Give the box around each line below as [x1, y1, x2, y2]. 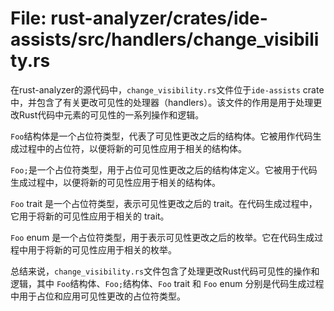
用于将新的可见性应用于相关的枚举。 [27, 243, 177, 256]
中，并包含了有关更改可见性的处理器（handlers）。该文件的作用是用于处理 [10, 96, 314, 108]
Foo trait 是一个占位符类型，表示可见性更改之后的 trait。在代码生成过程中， [10, 197, 318, 209]
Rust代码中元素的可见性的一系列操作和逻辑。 [18, 108, 205, 121]
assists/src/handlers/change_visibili [10, 28, 320, 51]
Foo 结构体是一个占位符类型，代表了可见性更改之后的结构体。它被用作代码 [10, 130, 313, 142]
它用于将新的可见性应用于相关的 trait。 [10, 210, 170, 222]
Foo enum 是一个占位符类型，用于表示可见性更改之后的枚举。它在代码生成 [10, 231, 315, 243]
